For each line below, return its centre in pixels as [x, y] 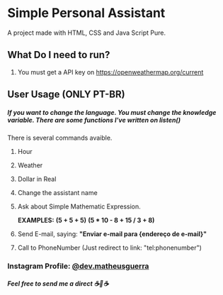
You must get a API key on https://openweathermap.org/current [110, 72]
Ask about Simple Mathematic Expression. [79, 206]
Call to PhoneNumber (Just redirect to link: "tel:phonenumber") [109, 248]
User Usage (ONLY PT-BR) [66, 95]
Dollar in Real [37, 179]
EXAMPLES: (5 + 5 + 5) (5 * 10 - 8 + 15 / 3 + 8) [86, 221]
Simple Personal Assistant [86, 13]
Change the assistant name [57, 193]
